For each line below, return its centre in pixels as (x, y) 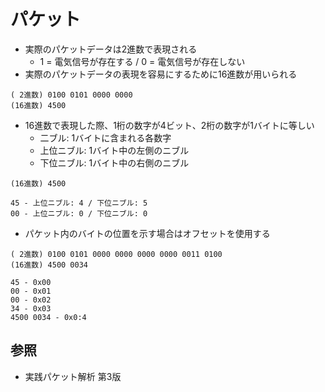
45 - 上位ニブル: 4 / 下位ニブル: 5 (79, 203)
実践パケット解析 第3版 (73, 376)
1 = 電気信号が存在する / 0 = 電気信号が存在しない (142, 61)
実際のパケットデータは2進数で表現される (111, 49)
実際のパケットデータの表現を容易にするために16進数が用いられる (161, 74)
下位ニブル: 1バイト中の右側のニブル (114, 162)
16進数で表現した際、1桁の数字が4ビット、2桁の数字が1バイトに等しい (169, 125)
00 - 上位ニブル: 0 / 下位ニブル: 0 (79, 213)
